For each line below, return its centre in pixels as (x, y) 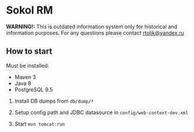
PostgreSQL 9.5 (34, 90)
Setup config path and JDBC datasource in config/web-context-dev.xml (101, 112)
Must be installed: (28, 65)
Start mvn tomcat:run (40, 124)
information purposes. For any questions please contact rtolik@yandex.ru (95, 32)
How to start (29, 52)
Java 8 (23, 83)
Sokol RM (29, 10)
